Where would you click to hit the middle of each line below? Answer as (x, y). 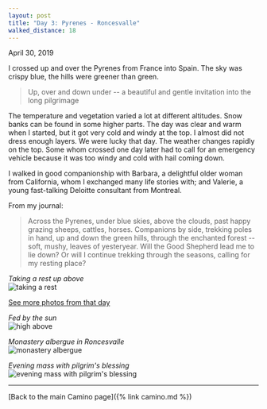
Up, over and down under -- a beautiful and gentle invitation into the (139, 92)
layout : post (30, 15)
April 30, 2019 (31, 53)
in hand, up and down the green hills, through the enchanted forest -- (141, 238)
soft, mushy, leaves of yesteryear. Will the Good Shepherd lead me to (141, 246)
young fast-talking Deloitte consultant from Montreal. (95, 191)
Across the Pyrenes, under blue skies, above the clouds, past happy (139, 221)
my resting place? (57, 264)
